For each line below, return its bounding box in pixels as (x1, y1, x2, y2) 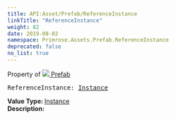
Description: (7, 104, 45, 113)
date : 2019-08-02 (7, 30, 59, 37)
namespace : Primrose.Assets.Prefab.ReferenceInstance (7, 37, 170, 44)
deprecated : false (7, 43, 61, 50)
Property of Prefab (7, 70, 71, 78)
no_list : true (7, 50, 49, 57)
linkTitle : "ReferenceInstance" (7, 17, 102, 24)
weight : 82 (7, 23, 40, 30)
